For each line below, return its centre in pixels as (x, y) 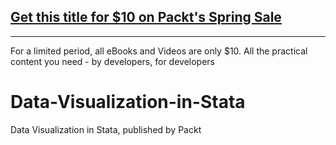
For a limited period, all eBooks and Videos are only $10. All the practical (159, 51)
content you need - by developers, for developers (112, 61)
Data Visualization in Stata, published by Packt (106, 129)
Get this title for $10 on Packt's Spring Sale (146, 17)
